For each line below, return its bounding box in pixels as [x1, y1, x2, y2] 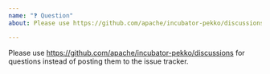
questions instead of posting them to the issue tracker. [8, 56, 189, 66]
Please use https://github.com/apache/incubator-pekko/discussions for [8, 48, 245, 57]
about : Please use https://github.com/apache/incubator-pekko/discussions [8, 19, 264, 27]
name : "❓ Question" [8, 11, 74, 20]
